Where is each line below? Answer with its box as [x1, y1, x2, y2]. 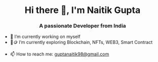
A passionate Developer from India [38, 22, 127, 29]
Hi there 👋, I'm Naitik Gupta [24, 4, 141, 16]
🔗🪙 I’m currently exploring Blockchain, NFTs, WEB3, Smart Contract [10, 39, 153, 45]
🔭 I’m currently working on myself [10, 33, 81, 39]
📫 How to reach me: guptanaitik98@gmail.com [10, 51, 109, 57]
